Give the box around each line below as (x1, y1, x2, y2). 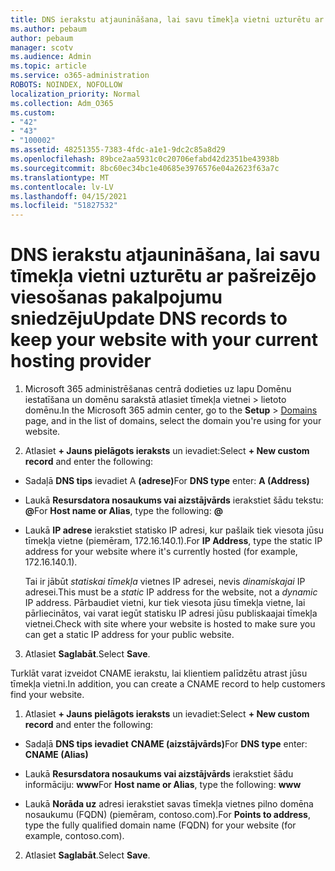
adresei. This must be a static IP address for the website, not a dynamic (24, 586, 318, 598)
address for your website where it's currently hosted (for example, (24, 546, 298, 558)
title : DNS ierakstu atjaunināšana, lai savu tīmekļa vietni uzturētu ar (10, 14, 325, 25)
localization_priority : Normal (10, 89, 141, 99)
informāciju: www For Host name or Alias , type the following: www (24, 779, 302, 791)
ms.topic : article (10, 61, 87, 71)
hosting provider (10, 350, 152, 373)
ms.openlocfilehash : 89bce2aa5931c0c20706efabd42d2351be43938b (10, 154, 280, 164)
